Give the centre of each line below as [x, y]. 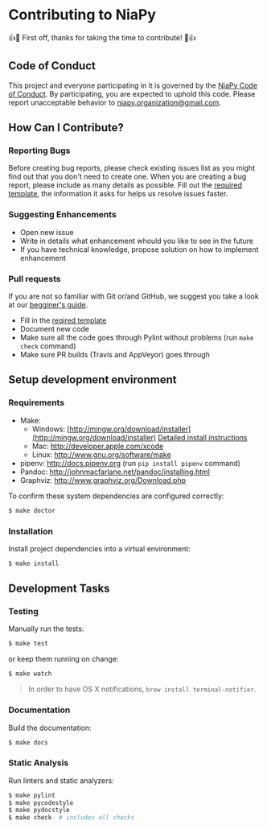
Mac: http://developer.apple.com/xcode [98, 446]
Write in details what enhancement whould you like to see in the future [137, 241]
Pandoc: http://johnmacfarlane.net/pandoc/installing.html [115, 472]
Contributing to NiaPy [82, 15]
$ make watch [30, 674]
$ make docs [28, 742]
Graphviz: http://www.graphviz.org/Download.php [103, 480]
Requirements [37, 402]
